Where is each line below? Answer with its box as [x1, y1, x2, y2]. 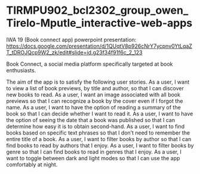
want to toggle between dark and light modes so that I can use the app [6, 154, 180, 161]
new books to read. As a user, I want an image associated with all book [6, 91, 181, 98]
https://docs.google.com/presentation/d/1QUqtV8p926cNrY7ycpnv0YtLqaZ [6, 42, 193, 50]
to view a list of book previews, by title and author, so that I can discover [6, 84, 184, 91]
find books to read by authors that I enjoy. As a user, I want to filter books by [6, 142, 194, 149]
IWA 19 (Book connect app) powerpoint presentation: [6, 36, 137, 43]
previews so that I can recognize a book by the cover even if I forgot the [6, 97, 183, 105]
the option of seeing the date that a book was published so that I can [6, 116, 175, 123]
